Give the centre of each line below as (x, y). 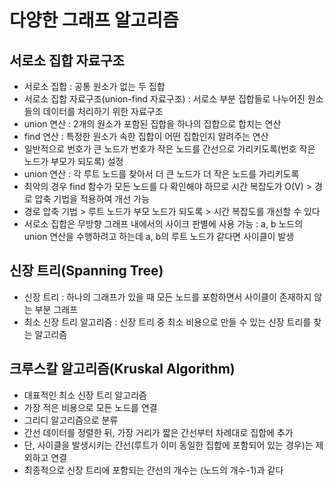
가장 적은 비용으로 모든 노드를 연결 (90, 407)
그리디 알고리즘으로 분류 (71, 420)
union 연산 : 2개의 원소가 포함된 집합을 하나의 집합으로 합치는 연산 (152, 124)
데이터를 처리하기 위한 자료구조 (103, 111)
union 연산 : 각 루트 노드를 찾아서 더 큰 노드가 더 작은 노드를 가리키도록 (161, 174)
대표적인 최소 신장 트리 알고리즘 (85, 395)
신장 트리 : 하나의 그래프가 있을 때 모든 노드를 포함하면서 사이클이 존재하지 (167, 297)
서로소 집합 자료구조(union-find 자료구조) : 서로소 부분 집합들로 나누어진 (164, 99)
